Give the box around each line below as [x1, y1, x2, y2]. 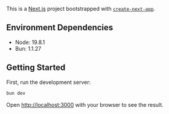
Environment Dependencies [6, 22, 113, 33]
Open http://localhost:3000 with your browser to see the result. [6, 101, 164, 108]
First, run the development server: [6, 78, 91, 86]
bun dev [6, 90, 26, 96]
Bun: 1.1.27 [14, 45, 42, 52]
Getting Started [6, 63, 66, 73]
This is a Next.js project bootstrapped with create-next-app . [6, 5, 156, 12]
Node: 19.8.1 [14, 39, 45, 46]
